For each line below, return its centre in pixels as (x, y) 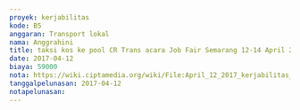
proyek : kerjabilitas (50, 17)
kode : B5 (25, 26)
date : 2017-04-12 (42, 59)
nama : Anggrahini (42, 42)
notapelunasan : (37, 91)
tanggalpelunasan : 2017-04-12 (66, 83)
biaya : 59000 (33, 67)
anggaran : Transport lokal (59, 34)
